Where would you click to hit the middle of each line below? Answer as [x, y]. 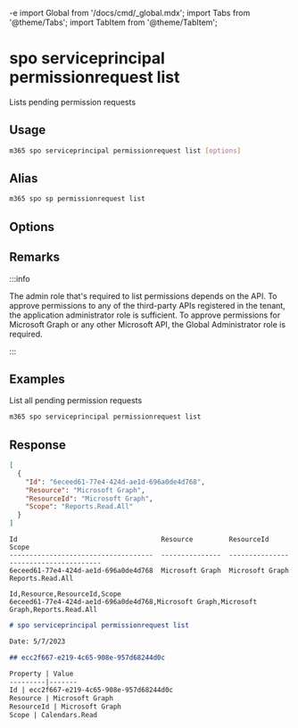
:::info [20, 278]
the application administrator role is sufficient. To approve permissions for [145, 315]
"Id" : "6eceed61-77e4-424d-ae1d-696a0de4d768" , [115, 482]
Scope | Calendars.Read [54, 716]
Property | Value [41, 674]
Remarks [35, 257]
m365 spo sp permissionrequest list [77, 199]
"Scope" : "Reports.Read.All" [79, 507]
